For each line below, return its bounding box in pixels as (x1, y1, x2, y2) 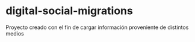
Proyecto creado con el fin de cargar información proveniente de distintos (5, 24, 189, 31)
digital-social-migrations (5, 4, 133, 18)
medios (5, 30, 25, 37)
